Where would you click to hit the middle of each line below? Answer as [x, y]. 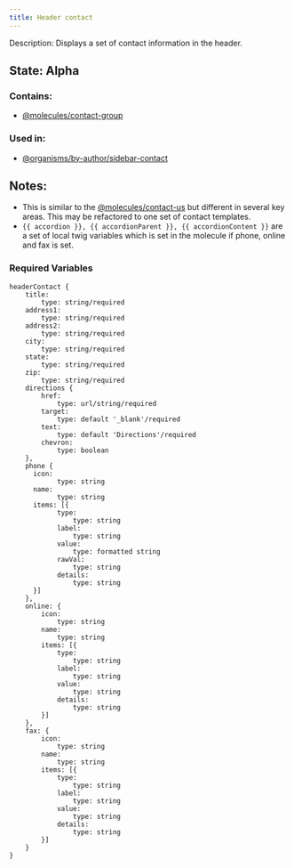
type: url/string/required [107, 403]
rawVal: [71, 559]
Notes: [28, 186]
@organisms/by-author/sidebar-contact [95, 158]
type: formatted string [117, 552]
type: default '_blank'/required [118, 419]
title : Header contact [51, 17]
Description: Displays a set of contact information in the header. [126, 43]
